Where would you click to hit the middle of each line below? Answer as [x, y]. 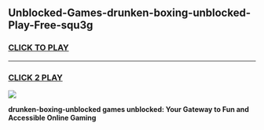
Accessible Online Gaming [52, 117]
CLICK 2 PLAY [35, 77]
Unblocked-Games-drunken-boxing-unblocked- [130, 13]
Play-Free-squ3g [51, 26]
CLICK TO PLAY [38, 48]
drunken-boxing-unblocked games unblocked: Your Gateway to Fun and [129, 109]
